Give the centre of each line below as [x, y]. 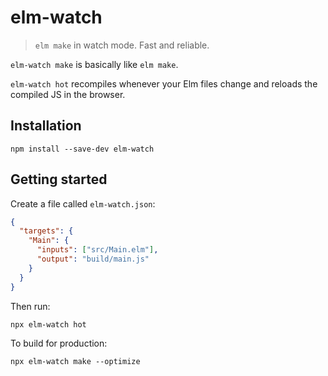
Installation [46, 126]
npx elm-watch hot [48, 324]
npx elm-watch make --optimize [75, 361]
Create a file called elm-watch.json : [83, 203]
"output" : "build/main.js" [93, 259]
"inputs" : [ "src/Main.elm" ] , [97, 250]
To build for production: [59, 343]
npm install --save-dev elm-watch [82, 149]
